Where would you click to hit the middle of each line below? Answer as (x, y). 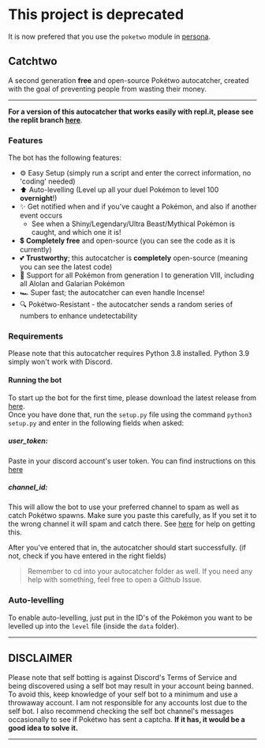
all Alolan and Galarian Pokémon (72, 284)
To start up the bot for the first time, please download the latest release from (132, 398)
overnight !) (38, 198)
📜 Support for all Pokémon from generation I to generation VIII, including (137, 275)
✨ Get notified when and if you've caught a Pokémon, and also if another (138, 206)
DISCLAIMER (40, 658)
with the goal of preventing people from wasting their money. (107, 89)
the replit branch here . (45, 119)
